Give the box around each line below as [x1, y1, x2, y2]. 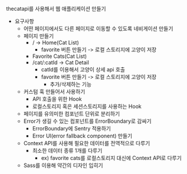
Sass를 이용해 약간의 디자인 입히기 [23, 162, 103, 169]
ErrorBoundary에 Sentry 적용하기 [32, 125, 111, 132]
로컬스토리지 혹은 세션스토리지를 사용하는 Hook [32, 103, 142, 110]
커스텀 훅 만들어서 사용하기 [23, 88, 86, 95]
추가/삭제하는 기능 [50, 81, 92, 87]
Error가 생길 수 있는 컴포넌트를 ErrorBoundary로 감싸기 [23, 117, 152, 124]
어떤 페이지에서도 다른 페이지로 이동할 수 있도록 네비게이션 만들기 [23, 25, 173, 32]
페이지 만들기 [23, 32, 54, 40]
